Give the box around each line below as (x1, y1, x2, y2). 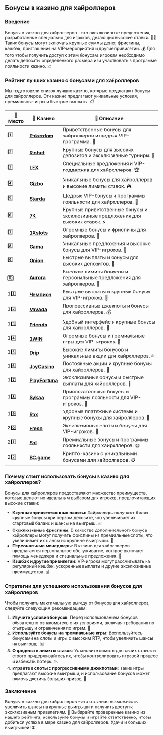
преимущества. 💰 (12, 569, 50, 575)
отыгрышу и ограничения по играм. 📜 (12, 625, 91, 631)
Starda (29, 195, 45, 202)
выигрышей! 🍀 (5, 724, 35, 730)
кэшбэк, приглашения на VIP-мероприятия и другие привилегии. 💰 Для (5, 45, 155, 51)
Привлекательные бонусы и (62, 388, 129, 395)
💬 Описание (94, 115, 124, 121)
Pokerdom (29, 132, 54, 139)
